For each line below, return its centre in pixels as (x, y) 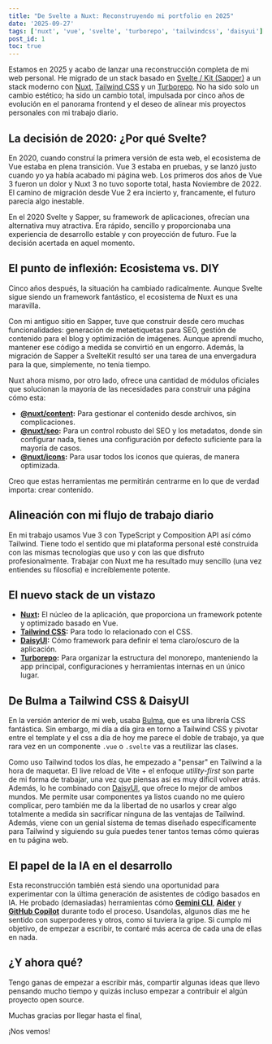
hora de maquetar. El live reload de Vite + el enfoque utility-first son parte (131, 771)
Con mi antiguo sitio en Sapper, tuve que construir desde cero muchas (127, 321)
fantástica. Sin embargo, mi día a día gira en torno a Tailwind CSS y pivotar (133, 729)
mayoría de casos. (51, 448)
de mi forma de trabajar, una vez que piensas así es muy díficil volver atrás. (135, 779)
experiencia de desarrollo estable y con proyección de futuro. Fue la (123, 234)
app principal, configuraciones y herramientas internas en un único (132, 667)
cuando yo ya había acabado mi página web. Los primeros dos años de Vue (135, 175)
